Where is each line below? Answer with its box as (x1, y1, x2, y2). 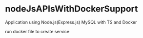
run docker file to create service (5, 28, 70, 34)
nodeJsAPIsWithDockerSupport (5, 3, 138, 14)
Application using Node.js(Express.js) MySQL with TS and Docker (5, 19, 137, 25)
